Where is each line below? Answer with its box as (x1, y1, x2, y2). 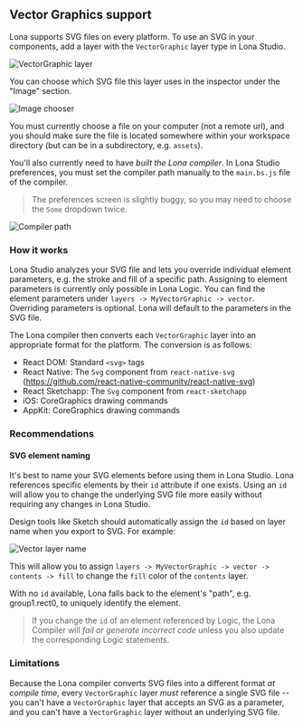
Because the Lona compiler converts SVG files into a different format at (9, 677, 276, 688)
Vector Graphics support (9, 7, 152, 23)
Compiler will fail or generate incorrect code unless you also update (31, 625, 285, 636)
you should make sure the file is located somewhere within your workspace (9, 130, 291, 141)
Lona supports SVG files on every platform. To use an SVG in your (9, 31, 255, 42)
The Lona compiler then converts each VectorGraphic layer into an (9, 330, 256, 341)
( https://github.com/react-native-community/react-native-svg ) (22, 376, 256, 387)
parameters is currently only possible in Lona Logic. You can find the (9, 284, 266, 295)
